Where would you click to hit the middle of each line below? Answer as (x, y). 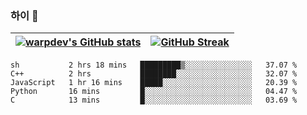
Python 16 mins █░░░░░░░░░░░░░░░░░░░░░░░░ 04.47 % (154, 92)
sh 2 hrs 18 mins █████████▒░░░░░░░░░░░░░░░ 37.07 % (154, 65)
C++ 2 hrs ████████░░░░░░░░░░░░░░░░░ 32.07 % (154, 74)
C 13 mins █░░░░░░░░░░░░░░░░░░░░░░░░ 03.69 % (154, 100)
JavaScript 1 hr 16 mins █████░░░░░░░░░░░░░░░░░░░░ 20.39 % (154, 83)
